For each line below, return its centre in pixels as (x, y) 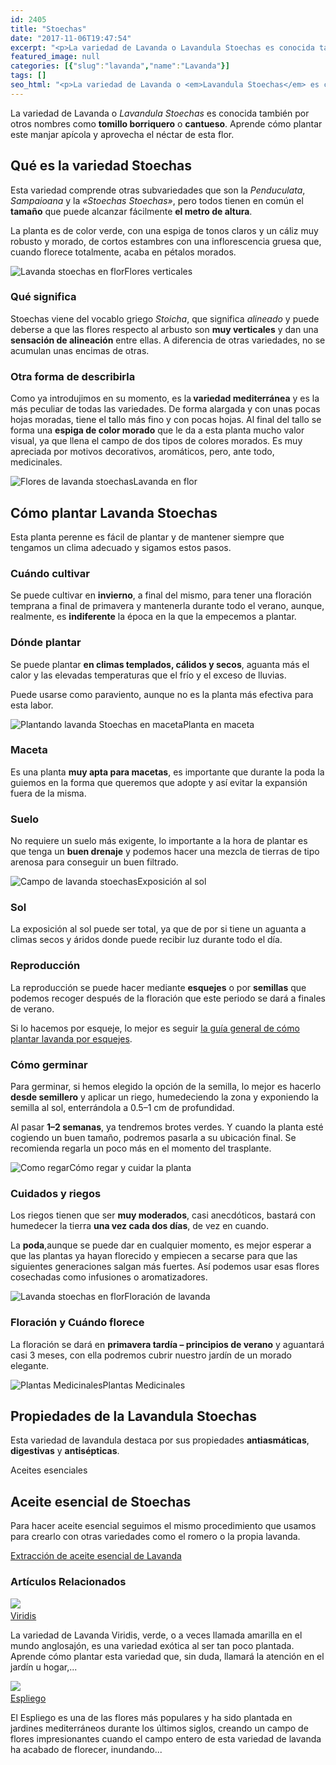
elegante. (30, 1365)
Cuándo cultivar (50, 573)
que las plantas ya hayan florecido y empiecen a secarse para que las (154, 1256)
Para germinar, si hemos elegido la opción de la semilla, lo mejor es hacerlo (166, 1087)
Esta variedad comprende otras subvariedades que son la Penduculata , (158, 190)
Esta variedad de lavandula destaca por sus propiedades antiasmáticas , (160, 1440)
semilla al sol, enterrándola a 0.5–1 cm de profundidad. (122, 1108)
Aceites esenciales (49, 1470)
